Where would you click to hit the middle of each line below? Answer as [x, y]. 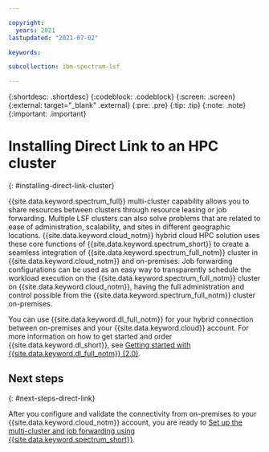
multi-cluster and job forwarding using [71, 430]
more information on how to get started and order [90, 337]
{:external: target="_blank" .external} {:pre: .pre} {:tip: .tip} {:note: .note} [127, 105]
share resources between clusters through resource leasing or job [118, 210]
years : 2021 [36, 30]
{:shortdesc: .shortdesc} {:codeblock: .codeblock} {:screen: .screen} [122, 97]
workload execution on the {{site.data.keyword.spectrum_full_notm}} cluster [134, 278]
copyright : [26, 23]
